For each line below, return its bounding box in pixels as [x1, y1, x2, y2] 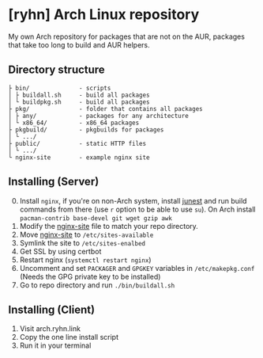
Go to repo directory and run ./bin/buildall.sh [19, 280, 175, 290]
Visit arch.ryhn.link [19, 324, 81, 333]
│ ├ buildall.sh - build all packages [8, 91, 150, 99]
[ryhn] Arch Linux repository [8, 6, 200, 24]
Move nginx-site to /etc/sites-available [19, 230, 154, 239]
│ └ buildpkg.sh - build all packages [8, 97, 150, 106]
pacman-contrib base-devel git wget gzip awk [19, 214, 172, 223]
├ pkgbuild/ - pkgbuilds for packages [8, 125, 164, 134]
